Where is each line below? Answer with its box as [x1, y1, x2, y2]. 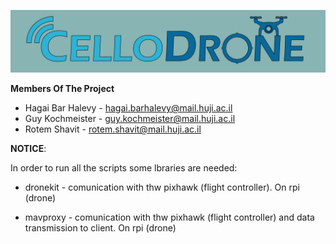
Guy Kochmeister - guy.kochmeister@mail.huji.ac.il [24, 113, 236, 125]
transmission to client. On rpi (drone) [24, 222, 177, 234]
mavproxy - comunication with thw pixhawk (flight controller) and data [24, 211, 315, 224]
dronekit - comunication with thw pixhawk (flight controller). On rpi [24, 181, 300, 194]
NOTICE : [10, 143, 47, 155]
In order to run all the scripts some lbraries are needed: [10, 162, 238, 174]
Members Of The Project [10, 83, 115, 95]
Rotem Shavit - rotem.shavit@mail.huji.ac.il [24, 123, 202, 135]
